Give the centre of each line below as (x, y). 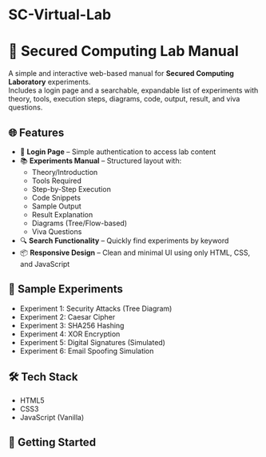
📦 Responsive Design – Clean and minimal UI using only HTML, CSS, (135, 252)
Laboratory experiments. (50, 82)
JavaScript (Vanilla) (52, 417)
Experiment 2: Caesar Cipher (67, 316)
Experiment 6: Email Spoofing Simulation (87, 351)
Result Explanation (62, 214)
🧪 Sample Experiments (66, 289)
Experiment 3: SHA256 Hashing (72, 325)
